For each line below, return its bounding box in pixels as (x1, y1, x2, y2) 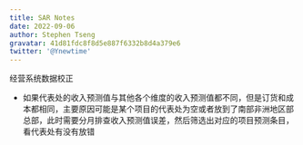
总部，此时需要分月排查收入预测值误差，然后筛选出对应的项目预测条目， (22, 115, 294, 126)
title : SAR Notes (9, 13, 76, 23)
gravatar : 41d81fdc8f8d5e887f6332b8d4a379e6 (9, 38, 181, 48)
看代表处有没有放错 (22, 126, 96, 137)
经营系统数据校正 (9, 73, 74, 84)
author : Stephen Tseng (9, 30, 96, 39)
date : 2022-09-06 (9, 22, 76, 31)
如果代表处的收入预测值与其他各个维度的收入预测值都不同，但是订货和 (22, 92, 287, 103)
